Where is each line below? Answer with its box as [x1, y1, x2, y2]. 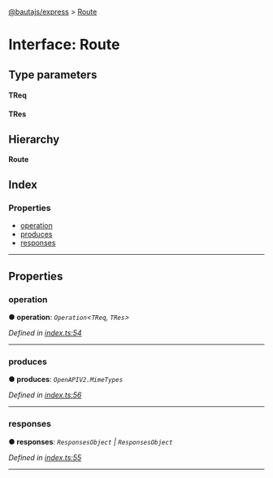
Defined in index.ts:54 [8, 327, 83, 337]
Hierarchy [8, 133, 60, 147]
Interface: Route [8, 36, 120, 54]
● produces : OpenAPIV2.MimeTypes [8, 375, 123, 384]
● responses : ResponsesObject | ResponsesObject [8, 436, 173, 446]
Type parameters [8, 68, 97, 81]
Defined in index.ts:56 [8, 390, 82, 400]
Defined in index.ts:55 [8, 452, 82, 463]
